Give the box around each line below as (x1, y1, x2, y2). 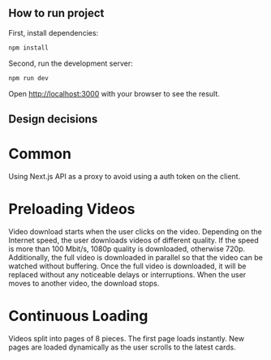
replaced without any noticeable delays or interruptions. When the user (8, 269, 247, 279)
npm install (8, 44, 49, 52)
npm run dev (8, 74, 49, 82)
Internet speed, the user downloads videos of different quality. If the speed (8, 235, 260, 245)
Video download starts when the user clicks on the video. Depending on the (8, 226, 262, 236)
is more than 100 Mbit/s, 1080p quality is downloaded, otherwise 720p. (8, 243, 246, 254)
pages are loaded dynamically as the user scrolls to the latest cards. (8, 342, 237, 352)
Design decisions (8, 112, 98, 126)
